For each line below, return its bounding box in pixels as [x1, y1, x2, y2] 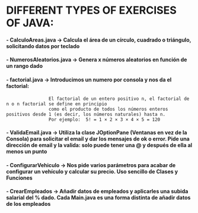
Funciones [6, 174, 33, 181]
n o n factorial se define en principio [6, 101, 108, 107]
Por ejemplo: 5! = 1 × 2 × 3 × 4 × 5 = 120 [48, 117, 161, 123]
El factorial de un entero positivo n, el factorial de [48, 96, 190, 102]
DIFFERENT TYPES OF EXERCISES [6, 4, 177, 17]
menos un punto [6, 148, 47, 155]
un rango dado [6, 62, 43, 70]
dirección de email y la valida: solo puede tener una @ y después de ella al [6, 142, 193, 149]
